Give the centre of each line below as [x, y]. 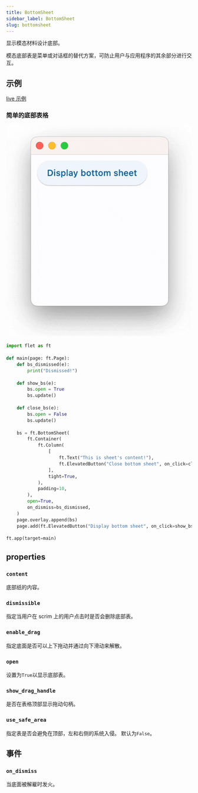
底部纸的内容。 [24, 587]
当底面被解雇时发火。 [32, 784]
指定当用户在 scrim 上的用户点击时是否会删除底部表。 [71, 616]
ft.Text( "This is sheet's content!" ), [106, 458]
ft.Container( [44, 439]
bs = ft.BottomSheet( [43, 433]
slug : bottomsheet [29, 25]
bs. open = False [47, 414]
